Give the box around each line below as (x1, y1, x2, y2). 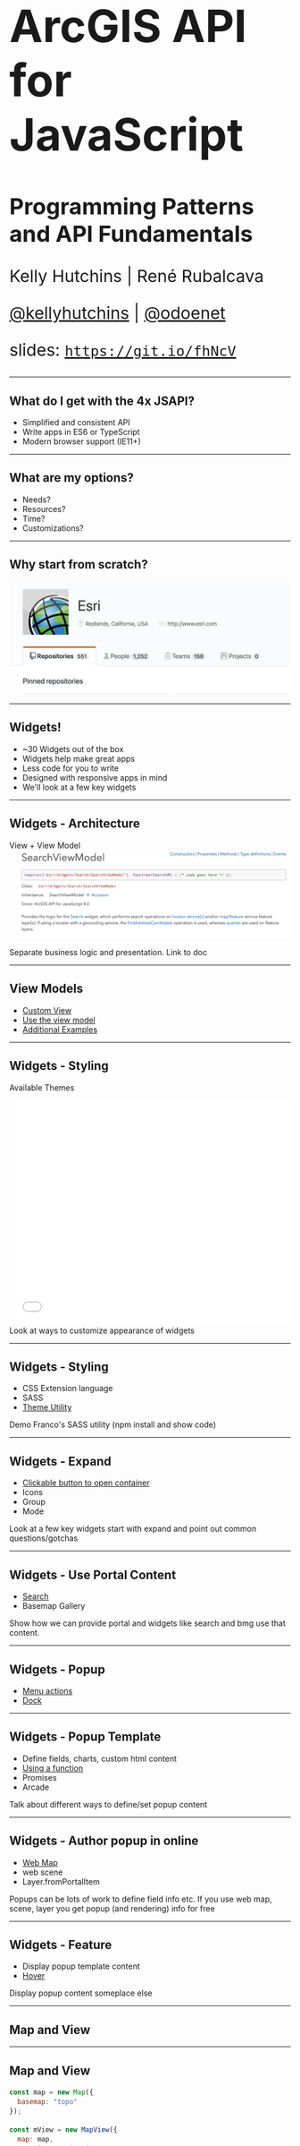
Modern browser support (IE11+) (21, 436, 141, 447)
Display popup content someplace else (9, 1988, 153, 1998)
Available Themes (9, 1082, 75, 1093)
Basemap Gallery (21, 1601, 86, 1612)
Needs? (21, 494, 51, 505)
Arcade (21, 1782, 50, 1792)
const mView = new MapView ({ (9, 2125, 118, 2134)
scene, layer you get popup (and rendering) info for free (9, 1902, 216, 1913)
